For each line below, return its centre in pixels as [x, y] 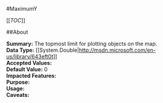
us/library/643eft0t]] [32, 56]
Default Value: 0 [27, 69]
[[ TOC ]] [16, 20]
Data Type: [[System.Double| [43, 50]
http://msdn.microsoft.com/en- [117, 50]
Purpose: [18, 82]
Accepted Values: [29, 63]
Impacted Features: [31, 76]
